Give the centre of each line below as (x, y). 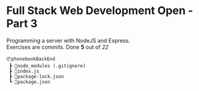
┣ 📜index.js (24, 71)
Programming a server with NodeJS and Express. (68, 40)
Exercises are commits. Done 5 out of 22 (57, 47)
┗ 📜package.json (30, 82)
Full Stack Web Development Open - (100, 11)
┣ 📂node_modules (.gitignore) (47, 66)
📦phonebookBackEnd (31, 59)
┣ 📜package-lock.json (36, 76)
